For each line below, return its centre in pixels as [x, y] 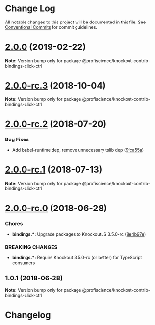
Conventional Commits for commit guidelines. [51, 27]
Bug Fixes [17, 139]
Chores [14, 224]
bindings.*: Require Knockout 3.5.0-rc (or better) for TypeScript [77, 258]
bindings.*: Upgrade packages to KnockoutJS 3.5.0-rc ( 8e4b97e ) [79, 234]
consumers [24, 263]
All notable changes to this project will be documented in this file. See [76, 22]
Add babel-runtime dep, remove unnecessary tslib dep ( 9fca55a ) [78, 150]
